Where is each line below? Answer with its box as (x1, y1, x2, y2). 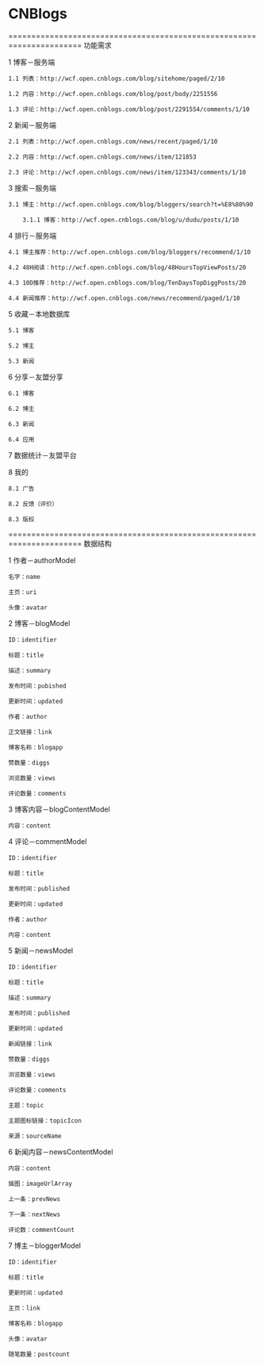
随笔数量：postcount (8, 1350, 70, 1358)
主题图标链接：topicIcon (8, 1116, 82, 1125)
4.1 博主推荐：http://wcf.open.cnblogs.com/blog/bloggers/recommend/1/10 (8, 247, 251, 256)
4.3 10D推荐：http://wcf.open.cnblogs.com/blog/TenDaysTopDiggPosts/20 (8, 278, 247, 286)
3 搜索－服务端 (8, 183, 57, 193)
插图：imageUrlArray (8, 1180, 73, 1188)
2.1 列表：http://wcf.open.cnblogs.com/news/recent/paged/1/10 (8, 137, 218, 145)
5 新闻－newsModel (8, 946, 74, 955)
